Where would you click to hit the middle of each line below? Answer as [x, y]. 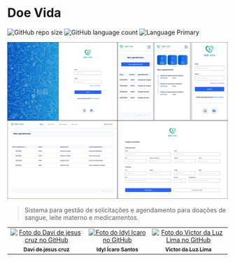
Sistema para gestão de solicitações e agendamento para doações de [125, 210]
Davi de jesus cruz [47, 249]
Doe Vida [34, 13]
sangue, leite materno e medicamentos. [81, 218]
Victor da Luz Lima [188, 249]
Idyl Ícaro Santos [117, 249]
